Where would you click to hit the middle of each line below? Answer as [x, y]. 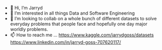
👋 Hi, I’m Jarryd [26, 8]
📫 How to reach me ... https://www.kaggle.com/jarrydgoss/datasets [82, 35]
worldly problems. [29, 29]
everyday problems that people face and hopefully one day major [79, 24]
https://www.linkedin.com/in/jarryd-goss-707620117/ [65, 42]
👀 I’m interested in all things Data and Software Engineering [72, 13]
